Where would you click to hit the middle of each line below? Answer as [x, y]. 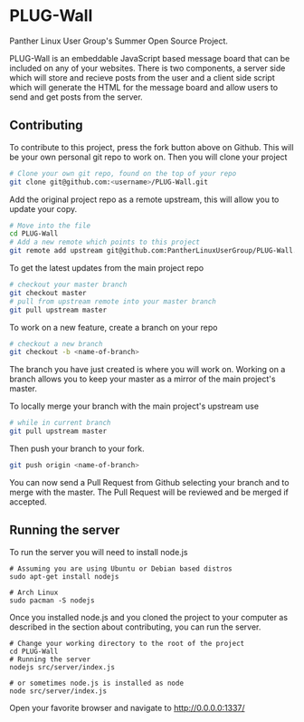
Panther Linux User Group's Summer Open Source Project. [119, 41]
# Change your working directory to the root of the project [127, 643]
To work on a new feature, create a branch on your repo [114, 327]
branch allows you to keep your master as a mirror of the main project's [142, 379]
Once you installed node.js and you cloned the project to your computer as [148, 617]
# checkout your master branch [68, 284]
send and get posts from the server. [76, 97]
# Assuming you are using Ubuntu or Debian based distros [121, 568]
